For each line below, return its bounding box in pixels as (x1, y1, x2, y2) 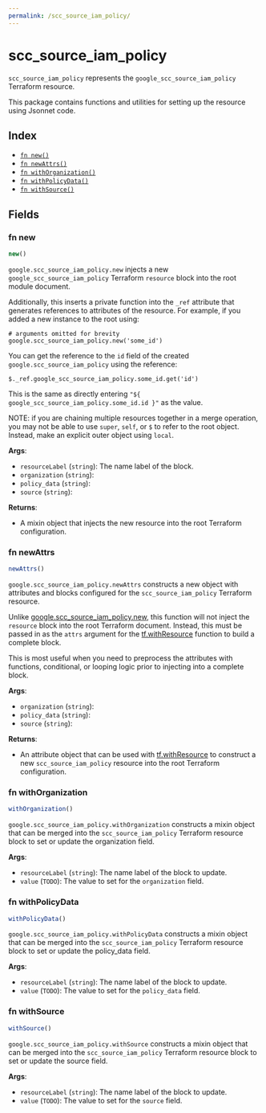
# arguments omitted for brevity (8, 329, 120, 338)
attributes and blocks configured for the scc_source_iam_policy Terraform (8, 588, 252, 598)
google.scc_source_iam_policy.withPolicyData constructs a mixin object (8, 929, 248, 939)
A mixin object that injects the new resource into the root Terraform (19, 518, 242, 527)
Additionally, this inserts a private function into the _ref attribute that (8, 297, 235, 306)
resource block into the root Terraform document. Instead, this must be (8, 620, 243, 631)
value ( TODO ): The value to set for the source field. (19, 1095, 183, 1105)
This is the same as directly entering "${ (8, 389, 141, 399)
